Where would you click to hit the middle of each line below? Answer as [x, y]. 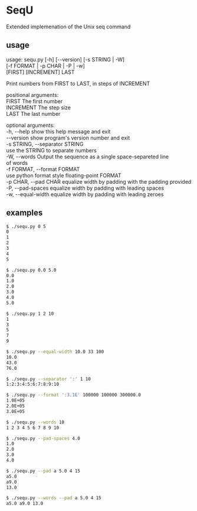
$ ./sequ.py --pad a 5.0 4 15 [43, 471]
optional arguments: [30, 125]
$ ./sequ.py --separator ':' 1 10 [49, 379]
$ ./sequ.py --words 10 [35, 422]
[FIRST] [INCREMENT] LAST [40, 72]
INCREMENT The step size [38, 108]
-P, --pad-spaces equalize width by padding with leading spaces [85, 188]
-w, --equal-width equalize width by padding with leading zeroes [85, 194]
